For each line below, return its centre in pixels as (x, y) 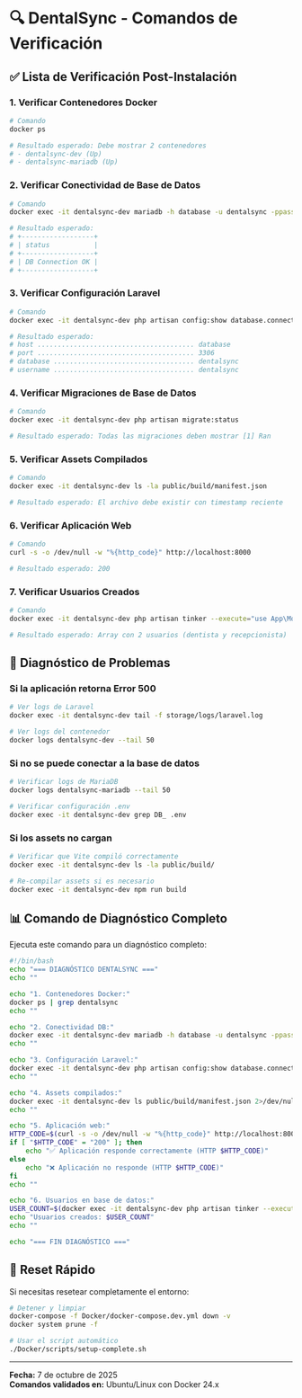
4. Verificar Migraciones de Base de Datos (103, 393)
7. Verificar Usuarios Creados (75, 592)
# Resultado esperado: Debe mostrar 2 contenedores (108, 146)
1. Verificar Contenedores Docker (84, 102)
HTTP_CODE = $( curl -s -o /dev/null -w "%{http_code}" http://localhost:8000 (154, 1135)
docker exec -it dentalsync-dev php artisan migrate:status (124, 420)
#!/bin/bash (31, 961)
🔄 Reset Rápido (53, 1270)
